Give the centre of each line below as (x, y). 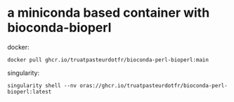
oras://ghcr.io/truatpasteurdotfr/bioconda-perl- (154, 85)
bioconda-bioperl (59, 28)
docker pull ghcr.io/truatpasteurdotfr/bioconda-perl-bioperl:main (108, 60)
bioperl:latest (30, 92)
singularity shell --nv (42, 85)
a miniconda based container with (109, 13)
